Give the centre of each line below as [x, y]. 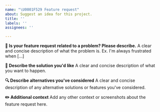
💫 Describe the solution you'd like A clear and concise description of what [80, 66]
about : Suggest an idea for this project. [49, 14]
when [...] [15, 56]
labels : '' [16, 23]
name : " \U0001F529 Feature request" [42, 9]
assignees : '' [19, 28]
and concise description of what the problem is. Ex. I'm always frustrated [78, 51]
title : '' [15, 19]
